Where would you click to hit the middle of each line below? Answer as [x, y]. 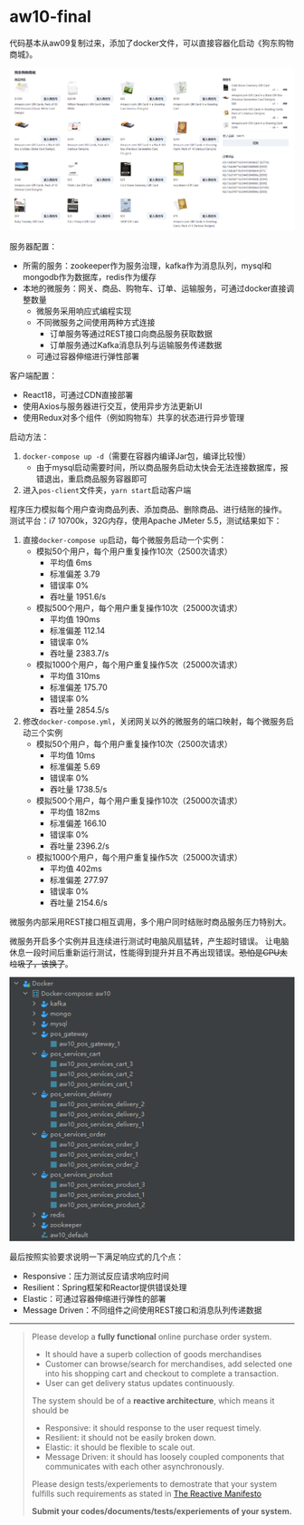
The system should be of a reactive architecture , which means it [153, 1400]
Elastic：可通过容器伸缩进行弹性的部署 [94, 1298]
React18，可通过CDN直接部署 [78, 395]
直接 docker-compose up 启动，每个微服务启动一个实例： [124, 540]
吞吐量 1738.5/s [78, 790]
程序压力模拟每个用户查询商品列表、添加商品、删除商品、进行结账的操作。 [148, 510]
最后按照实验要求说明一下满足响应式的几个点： [96, 1257]
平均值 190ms [75, 619]
